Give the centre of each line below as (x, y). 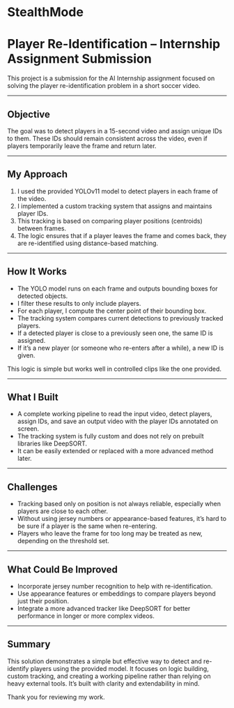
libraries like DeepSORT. (52, 443)
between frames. (42, 228)
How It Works (37, 272)
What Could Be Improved (63, 569)
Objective (29, 114)
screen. (28, 429)
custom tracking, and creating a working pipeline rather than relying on (109, 676)
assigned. (31, 340)
